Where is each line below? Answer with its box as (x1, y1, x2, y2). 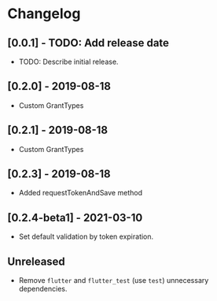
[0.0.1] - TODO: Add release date (7, 36, 170, 50)
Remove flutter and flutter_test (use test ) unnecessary (18, 276, 209, 285)
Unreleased (7, 255, 66, 268)
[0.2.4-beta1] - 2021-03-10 (7, 210, 143, 225)
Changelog (7, 5, 81, 23)
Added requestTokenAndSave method (18, 188, 143, 198)
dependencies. (18, 284, 68, 294)
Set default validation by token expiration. (18, 232, 154, 241)
